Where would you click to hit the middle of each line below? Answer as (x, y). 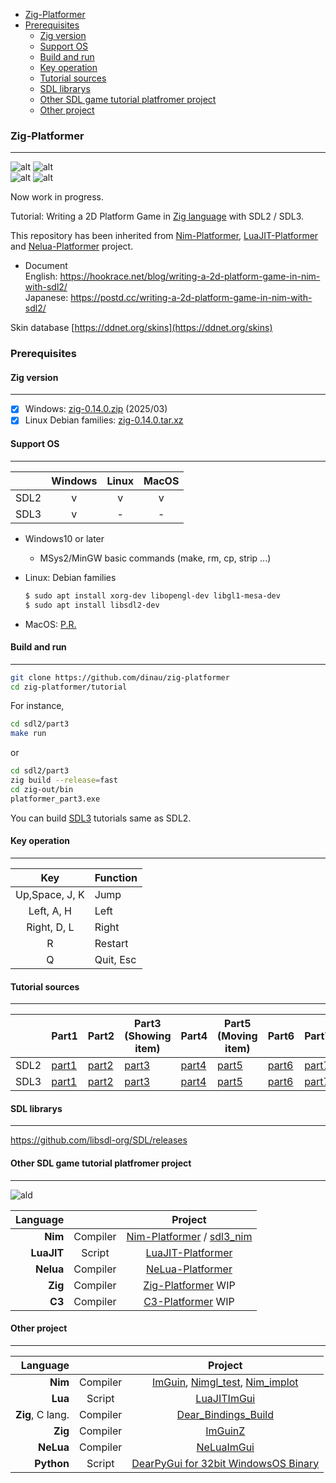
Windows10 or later (64, 538)
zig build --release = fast (64, 780)
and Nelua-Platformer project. (72, 246)
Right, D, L (50, 927)
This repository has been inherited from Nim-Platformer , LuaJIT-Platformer (164, 236)
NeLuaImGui (225, 1447)
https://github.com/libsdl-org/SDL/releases (99, 1140)
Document (46, 266)
